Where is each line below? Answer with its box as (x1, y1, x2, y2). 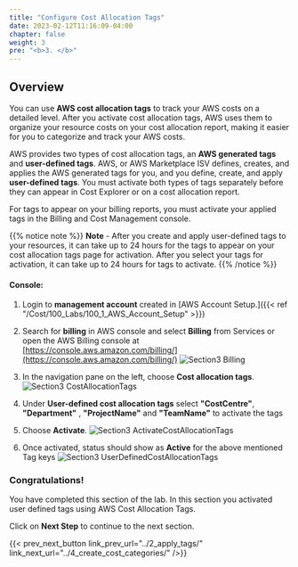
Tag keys (21, 452, 56, 463)
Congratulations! (9, 474, 85, 487)
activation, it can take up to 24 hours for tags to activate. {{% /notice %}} (9, 259, 278, 269)
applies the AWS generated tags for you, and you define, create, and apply (9, 167, 283, 178)
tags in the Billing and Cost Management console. (9, 213, 191, 224)
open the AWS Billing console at (21, 335, 140, 346)
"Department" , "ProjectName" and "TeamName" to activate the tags (21, 407, 283, 419)
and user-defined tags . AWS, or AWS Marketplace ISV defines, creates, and (9, 158, 290, 168)
